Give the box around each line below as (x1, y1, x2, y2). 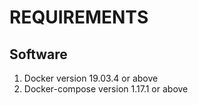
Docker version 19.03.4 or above (23, 72, 159, 84)
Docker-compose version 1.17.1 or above (23, 83, 189, 95)
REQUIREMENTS (9, 6, 149, 29)
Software (9, 46, 68, 63)
